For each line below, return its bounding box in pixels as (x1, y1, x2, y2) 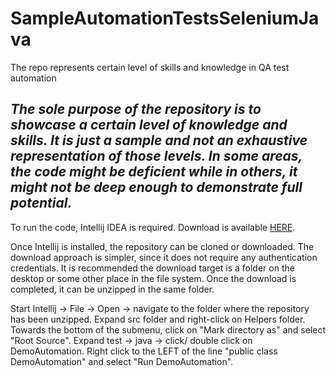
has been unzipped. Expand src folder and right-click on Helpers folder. (10, 313, 306, 325)
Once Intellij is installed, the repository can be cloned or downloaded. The (10, 240, 315, 252)
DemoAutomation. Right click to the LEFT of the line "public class (10, 345, 278, 357)
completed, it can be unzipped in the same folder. (10, 283, 215, 295)
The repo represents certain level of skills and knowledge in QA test (10, 61, 290, 73)
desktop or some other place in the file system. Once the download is (10, 272, 297, 284)
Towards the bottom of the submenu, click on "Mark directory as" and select (10, 323, 327, 336)
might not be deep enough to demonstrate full (10, 179, 303, 196)
